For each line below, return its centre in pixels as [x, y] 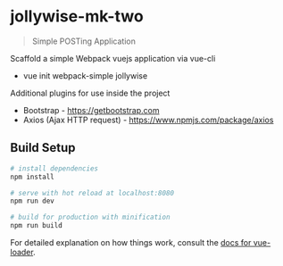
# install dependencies [54, 168]
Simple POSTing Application [84, 41]
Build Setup [43, 148]
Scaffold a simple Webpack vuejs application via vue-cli [113, 58]
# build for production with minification [90, 217]
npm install [32, 177]
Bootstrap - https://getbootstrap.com [91, 110]
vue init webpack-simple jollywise [85, 75]
